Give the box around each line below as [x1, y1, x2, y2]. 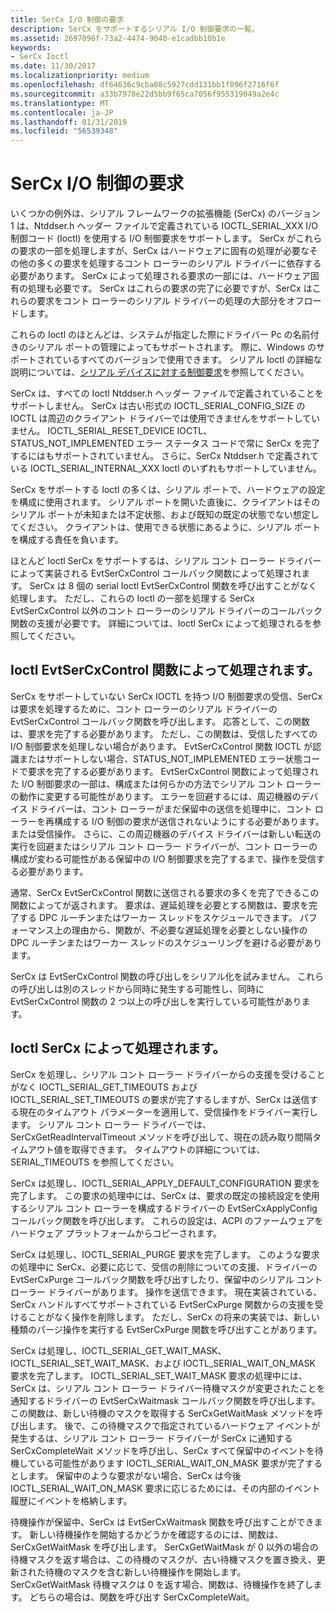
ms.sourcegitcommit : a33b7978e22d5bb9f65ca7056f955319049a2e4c [10, 89, 280, 99]
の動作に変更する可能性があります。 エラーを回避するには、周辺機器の [10, 790, 302, 802]
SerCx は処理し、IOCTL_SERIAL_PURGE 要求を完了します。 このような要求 [10, 1248, 320, 1260]
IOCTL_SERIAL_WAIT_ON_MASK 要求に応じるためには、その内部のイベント [10, 1482, 321, 1494]
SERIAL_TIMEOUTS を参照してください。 [10, 1156, 180, 1168]
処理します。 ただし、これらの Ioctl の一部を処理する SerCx [10, 592, 255, 605]
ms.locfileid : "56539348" [10, 126, 118, 136]
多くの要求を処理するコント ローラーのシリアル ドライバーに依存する [36, 257, 322, 270]
